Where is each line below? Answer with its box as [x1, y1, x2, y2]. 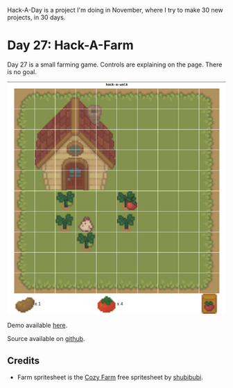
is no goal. [7, 67, 37, 76]
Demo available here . [7, 321, 68, 330]
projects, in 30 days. [7, 13, 66, 21]
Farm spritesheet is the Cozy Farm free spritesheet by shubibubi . [17, 373, 203, 382]
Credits [7, 355, 40, 367]
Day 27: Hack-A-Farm [7, 37, 134, 53]
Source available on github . [7, 335, 85, 343]
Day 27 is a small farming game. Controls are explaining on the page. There [7, 60, 223, 69]
